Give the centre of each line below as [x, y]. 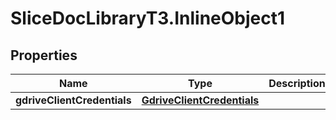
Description [297, 83]
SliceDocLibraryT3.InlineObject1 [148, 18]
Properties [44, 55]
